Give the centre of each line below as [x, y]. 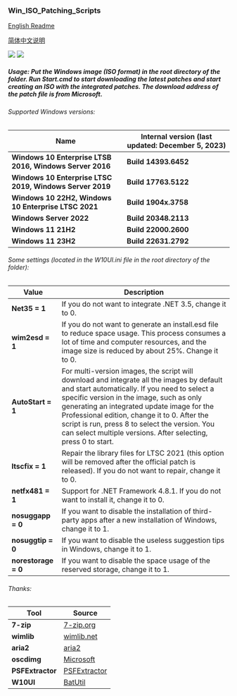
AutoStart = [32, 402]
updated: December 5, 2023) [177, 145]
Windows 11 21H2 [44, 229]
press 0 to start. [88, 441]
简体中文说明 [26, 40]
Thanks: [20, 588]
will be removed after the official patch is [129, 462]
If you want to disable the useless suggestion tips [143, 540]
